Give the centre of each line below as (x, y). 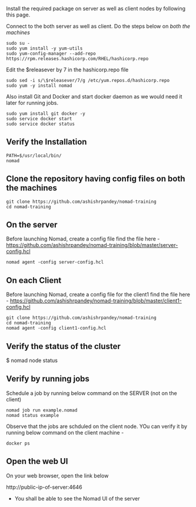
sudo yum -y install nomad (39, 85)
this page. (18, 15)
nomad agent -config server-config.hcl (55, 262)
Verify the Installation (46, 142)
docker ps (18, 443)
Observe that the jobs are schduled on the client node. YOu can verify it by (97, 426)
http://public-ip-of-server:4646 (44, 487)
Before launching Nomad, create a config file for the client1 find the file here (98, 295)
